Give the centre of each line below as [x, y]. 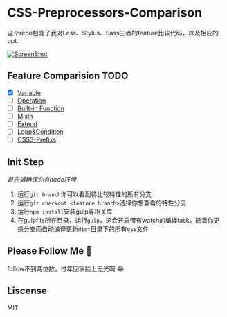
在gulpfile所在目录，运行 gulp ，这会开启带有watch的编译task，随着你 [116, 220]
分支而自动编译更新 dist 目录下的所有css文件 [86, 229]
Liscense [27, 291]
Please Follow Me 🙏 [49, 251]
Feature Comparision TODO [68, 76]
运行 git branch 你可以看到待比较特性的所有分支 [84, 194]
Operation [31, 100]
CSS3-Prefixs [37, 139]
